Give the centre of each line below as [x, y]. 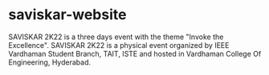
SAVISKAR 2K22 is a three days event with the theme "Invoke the [116, 37]
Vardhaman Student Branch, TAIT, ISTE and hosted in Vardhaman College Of [135, 53]
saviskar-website [67, 15]
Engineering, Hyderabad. [49, 62]
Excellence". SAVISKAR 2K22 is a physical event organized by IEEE [119, 45]
